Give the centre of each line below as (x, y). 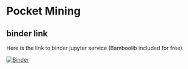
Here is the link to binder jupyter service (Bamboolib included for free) (94, 48)
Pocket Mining (44, 11)
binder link (27, 34)
